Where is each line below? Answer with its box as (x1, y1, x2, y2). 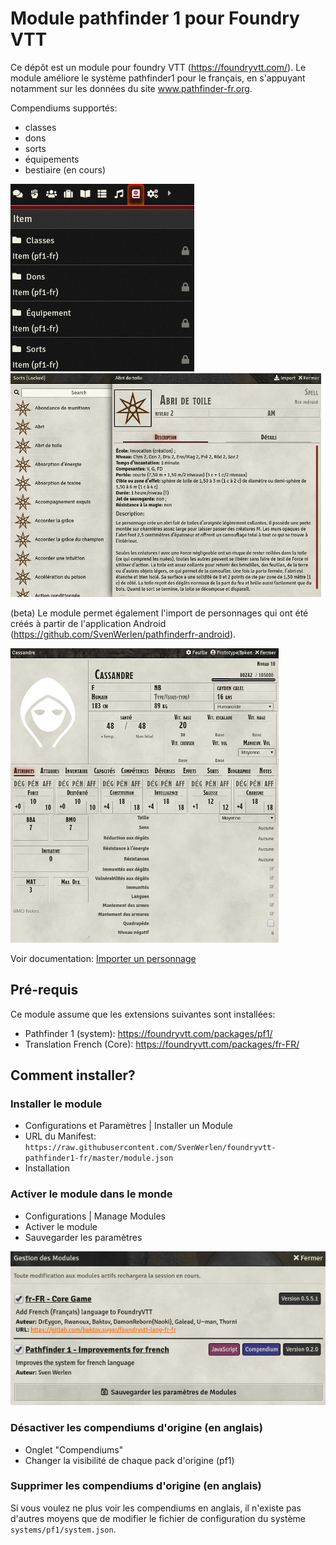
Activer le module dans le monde (10, 1187, 173, 1201)
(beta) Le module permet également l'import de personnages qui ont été (10, 607, 309, 619)
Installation (24, 1162, 71, 1174)
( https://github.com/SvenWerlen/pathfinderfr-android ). (10, 628, 237, 640)
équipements (24, 153, 80, 165)
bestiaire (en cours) (24, 163, 107, 176)
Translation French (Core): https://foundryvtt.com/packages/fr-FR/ (24, 1038, 300, 1050)
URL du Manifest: (24, 1130, 97, 1142)
